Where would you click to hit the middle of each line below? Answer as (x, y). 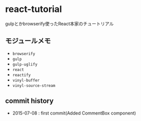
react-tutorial (34, 9)
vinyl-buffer (26, 80)
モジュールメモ (28, 41)
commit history (29, 101)
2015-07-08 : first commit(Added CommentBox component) (74, 113)
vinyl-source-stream (34, 85)
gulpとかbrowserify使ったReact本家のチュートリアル (59, 23)
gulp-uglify (25, 64)
